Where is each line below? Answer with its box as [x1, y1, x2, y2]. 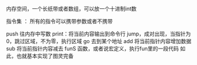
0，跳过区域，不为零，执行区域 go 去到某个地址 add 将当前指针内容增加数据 [6, 38, 192, 44]
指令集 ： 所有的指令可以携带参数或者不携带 [6, 18, 113, 25]
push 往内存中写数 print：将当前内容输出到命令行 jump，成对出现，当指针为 [6, 30, 191, 37]
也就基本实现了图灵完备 [16, 53, 74, 59]
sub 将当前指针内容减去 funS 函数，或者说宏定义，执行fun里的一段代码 [6, 45, 179, 52]
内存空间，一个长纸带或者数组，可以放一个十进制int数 [6, 5, 137, 12]
